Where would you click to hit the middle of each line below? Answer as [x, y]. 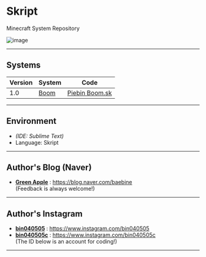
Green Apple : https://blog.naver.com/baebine [74, 182]
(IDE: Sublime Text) [40, 136]
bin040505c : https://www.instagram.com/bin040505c [86, 235]
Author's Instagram [44, 214]
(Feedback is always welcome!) [55, 189]
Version [21, 82]
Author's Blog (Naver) [49, 167]
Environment [32, 121]
